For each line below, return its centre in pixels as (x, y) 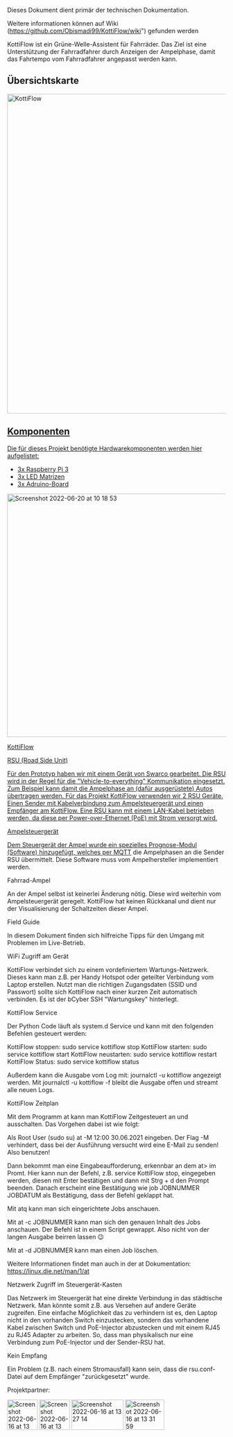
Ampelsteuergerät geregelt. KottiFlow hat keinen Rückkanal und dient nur (112, 901)
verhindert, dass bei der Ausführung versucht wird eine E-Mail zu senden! (113, 1145)
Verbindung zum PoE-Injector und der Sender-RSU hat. (86, 1342)
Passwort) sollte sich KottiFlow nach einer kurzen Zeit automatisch (102, 992)
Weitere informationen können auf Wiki (63, 23)
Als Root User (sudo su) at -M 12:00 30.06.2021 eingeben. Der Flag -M (108, 1137)
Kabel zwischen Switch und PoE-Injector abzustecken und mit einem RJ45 (114, 1327)
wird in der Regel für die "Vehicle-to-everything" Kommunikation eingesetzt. (116, 781)
